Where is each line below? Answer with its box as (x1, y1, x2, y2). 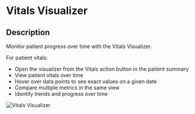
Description (6, 27, 50, 37)
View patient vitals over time (14, 72, 83, 78)
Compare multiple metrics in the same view (14, 84, 120, 91)
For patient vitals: (6, 54, 48, 61)
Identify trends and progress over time (14, 91, 108, 97)
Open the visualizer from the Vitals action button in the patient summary (14, 65, 189, 72)
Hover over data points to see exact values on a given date (14, 78, 157, 85)
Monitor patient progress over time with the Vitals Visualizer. (6, 43, 152, 50)
